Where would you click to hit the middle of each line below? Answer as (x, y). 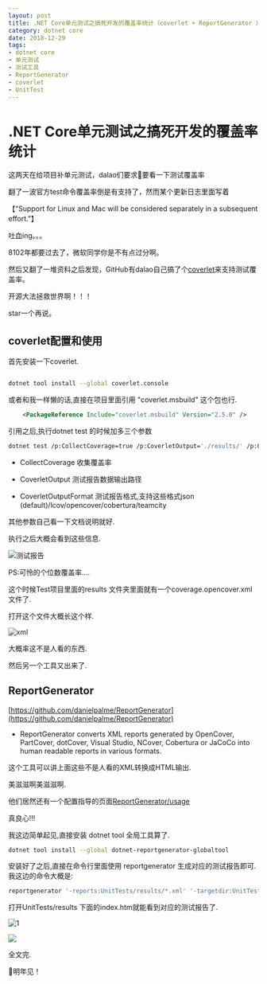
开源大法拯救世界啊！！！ (50, 296)
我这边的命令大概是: (41, 876)
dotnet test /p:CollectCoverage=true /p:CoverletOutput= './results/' (126, 446)
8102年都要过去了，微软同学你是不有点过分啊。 (86, 252)
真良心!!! (22, 818)
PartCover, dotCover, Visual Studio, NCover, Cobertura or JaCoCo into (135, 742)
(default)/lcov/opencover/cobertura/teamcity (93, 505)
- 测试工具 (24, 68)
